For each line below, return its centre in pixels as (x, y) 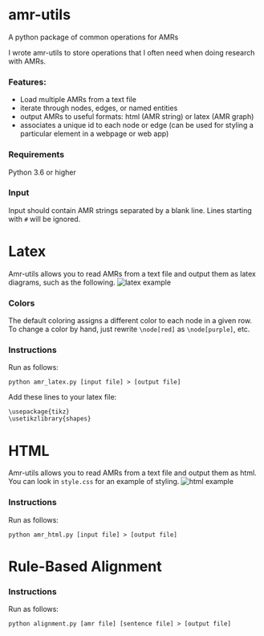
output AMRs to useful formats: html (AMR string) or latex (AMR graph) (137, 117)
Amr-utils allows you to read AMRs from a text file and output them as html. (132, 473)
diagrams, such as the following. (62, 282)
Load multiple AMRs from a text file (78, 100)
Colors (22, 303)
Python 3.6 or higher (42, 172)
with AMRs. (27, 61)
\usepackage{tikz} (39, 412)
